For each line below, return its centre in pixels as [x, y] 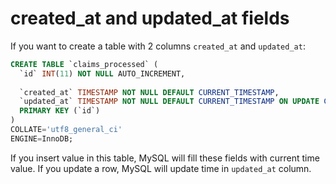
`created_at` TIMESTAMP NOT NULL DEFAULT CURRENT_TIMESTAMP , [149, 92]
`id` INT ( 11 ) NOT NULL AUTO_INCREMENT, [102, 73]
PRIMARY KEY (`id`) [60, 111]
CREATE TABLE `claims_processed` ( [84, 64]
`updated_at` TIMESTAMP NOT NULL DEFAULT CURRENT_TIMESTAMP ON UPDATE [169, 102]
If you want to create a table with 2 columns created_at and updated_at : [158, 46]
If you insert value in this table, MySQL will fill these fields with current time [165, 158]
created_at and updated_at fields [150, 18]
